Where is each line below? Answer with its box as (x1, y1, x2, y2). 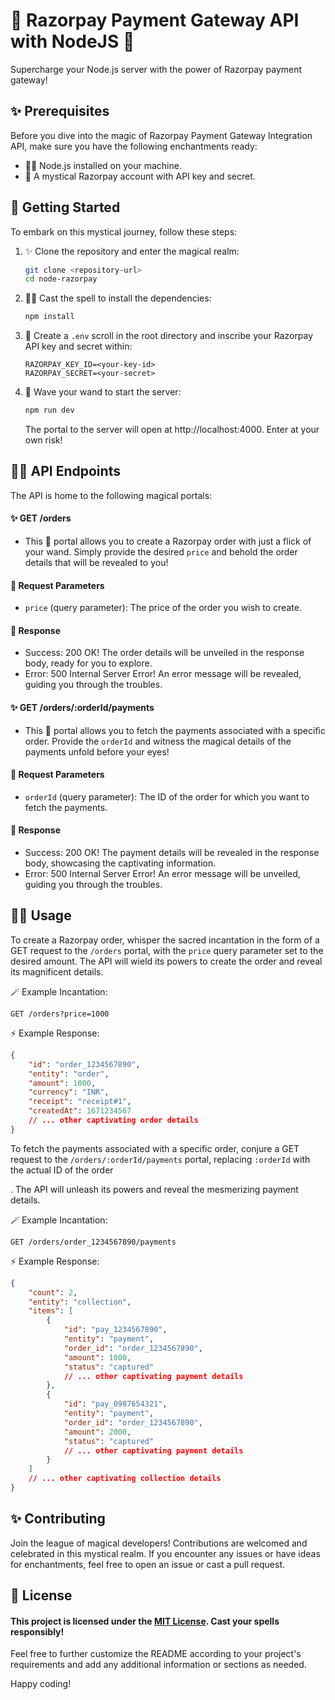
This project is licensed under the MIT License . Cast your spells (10, 1615, 280, 1627)
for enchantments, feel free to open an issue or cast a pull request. (10, 1558, 286, 1570)
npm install (24, 312, 75, 322)
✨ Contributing (10, 1510, 106, 1528)
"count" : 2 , (28, 1287, 78, 1298)
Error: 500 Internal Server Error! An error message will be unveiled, (24, 868, 301, 880)
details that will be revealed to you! (24, 557, 169, 569)
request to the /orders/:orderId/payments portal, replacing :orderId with (10, 1153, 311, 1165)
